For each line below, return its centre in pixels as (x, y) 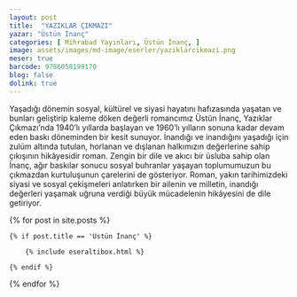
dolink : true (33, 83)
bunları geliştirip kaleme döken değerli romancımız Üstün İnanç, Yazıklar (141, 118)
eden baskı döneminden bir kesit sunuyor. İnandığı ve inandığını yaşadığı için (149, 137)
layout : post (33, 17)
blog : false (31, 75)
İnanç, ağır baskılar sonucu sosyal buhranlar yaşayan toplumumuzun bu (141, 165)
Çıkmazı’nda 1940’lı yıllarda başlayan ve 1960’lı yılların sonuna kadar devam (147, 127)
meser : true (31, 59)
